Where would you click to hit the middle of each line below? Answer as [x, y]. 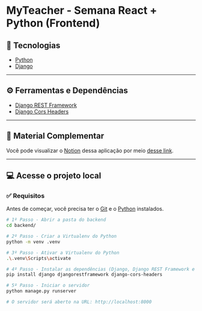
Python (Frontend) [53, 23]
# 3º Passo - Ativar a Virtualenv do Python [63, 253]
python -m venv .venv [33, 242]
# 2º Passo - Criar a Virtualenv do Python [62, 237]
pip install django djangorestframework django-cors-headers [84, 275]
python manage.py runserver [41, 291]
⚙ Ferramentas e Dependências [67, 91]
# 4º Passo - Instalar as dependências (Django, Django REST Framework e [101, 269]
